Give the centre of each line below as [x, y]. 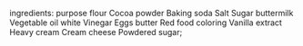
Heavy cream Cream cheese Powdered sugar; [96, 32]
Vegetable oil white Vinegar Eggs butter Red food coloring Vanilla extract [146, 23]
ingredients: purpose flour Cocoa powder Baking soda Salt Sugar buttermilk [151, 13]
